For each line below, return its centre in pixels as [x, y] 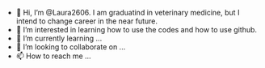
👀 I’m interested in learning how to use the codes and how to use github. [136, 30]
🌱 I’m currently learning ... [59, 38]
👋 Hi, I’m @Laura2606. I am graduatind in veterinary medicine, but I [128, 13]
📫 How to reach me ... [53, 56]
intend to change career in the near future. [87, 21]
